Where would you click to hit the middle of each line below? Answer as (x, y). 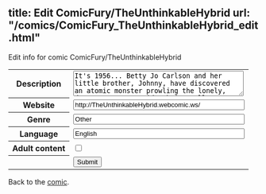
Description (39, 84)
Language (39, 134)
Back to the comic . (39, 181)
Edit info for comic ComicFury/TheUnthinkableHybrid (95, 57)
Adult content (39, 149)
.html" (25, 38)
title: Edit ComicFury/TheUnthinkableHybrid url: (129, 13)
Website (39, 105)
